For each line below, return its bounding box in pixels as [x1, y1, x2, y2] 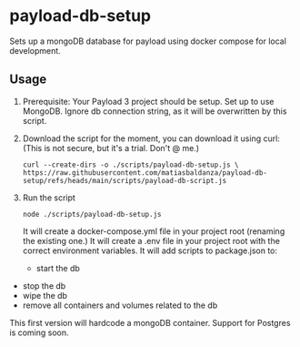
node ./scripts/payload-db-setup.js [22, 209, 162, 219]
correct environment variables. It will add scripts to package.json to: [22, 245, 278, 256]
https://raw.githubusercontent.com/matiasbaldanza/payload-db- [22, 168, 268, 178]
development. [9, 45, 61, 56]
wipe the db [22, 290, 68, 301]
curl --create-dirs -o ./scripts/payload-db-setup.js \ [22, 160, 239, 169]
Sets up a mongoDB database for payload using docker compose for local [9, 36, 286, 46]
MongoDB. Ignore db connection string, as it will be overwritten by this [22, 106, 287, 117]
